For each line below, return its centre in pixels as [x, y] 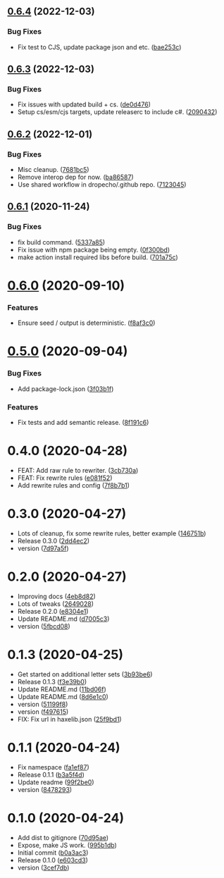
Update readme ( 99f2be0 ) [56, 782]
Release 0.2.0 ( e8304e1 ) [53, 611]
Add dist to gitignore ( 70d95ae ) [63, 837]
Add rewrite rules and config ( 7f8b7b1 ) [74, 485]
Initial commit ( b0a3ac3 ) [53, 853]
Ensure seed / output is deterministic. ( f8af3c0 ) [86, 323]
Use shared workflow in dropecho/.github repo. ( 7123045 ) [102, 185]
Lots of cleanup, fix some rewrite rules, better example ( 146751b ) [112, 533]
